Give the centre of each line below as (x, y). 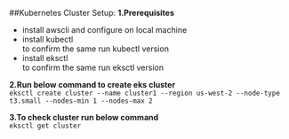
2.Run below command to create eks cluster (92, 85)
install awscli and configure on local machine (104, 30)
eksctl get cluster (45, 126)
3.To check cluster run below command (84, 117)
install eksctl (45, 58)
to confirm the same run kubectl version (95, 49)
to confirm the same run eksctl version (93, 67)
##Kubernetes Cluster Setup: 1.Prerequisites (92, 13)
